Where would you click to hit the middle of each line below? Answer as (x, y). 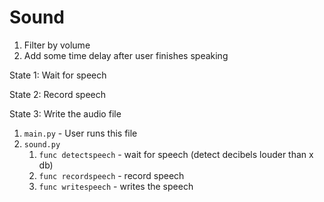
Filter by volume (57, 45)
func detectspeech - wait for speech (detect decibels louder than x (176, 154)
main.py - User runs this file (80, 133)
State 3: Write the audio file (65, 113)
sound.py (42, 144)
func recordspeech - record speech (111, 175)
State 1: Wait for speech (58, 75)
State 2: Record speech (58, 94)
